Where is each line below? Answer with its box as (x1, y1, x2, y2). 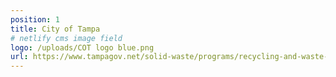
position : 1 (10, 14, 60, 25)
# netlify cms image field (10, 33, 123, 43)
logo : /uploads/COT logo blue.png (10, 42, 155, 53)
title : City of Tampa (10, 24, 101, 34)
